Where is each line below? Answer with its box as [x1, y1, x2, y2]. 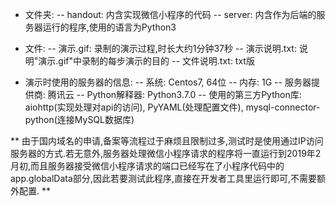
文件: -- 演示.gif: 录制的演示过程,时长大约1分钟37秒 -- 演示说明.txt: [24, 43, 297, 54]
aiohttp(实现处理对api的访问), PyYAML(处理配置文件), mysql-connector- [24, 101, 321, 113]
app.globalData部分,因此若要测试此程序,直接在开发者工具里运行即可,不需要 [10, 173, 317, 184]
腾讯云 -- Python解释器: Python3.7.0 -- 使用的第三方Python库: [47, 89, 302, 100]
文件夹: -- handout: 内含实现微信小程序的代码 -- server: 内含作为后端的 [24, 9, 317, 20]
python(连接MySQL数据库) [24, 114, 135, 125]
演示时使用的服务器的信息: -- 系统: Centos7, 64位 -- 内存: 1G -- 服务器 [24, 76, 312, 88]
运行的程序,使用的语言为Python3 [42, 21, 177, 33]
